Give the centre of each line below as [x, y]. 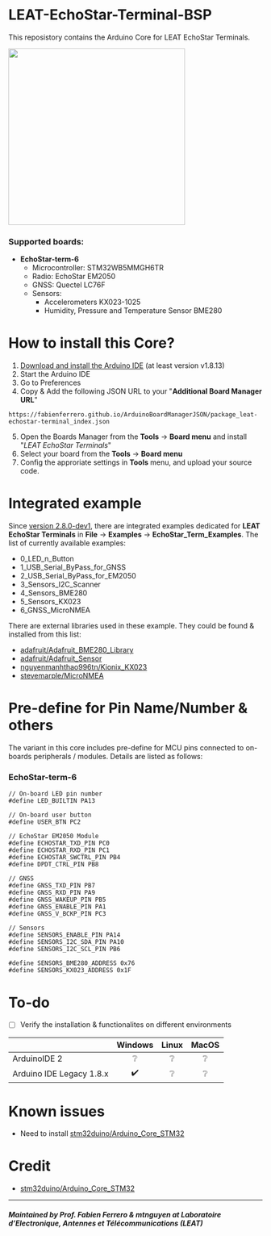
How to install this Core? [92, 343]
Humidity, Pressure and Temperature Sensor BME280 [133, 311]
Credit [29, 1166]
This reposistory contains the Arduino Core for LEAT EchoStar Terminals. [129, 37]
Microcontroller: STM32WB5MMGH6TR [98, 268]
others [31, 726]
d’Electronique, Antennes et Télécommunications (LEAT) [106, 1223]
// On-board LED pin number [56, 794]
